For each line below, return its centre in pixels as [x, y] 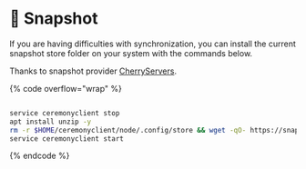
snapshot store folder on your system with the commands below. [131, 53]
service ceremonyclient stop [65, 113]
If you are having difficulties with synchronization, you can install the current [153, 44]
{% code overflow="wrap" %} [66, 88]
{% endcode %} [40, 156]
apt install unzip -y [51, 122]
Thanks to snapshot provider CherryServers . [93, 71]
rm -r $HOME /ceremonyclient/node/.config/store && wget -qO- [128, 130]
